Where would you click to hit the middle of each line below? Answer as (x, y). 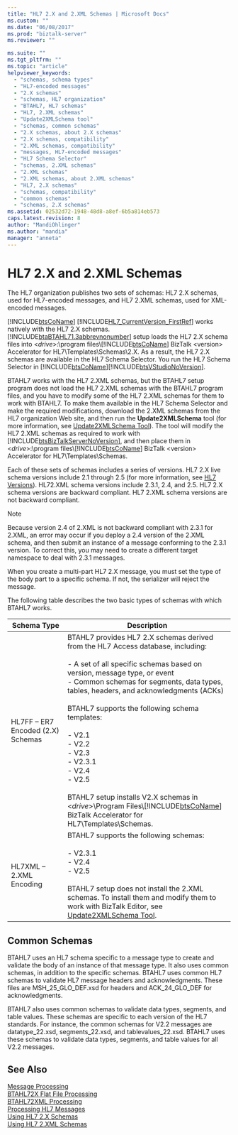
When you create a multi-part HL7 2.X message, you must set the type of (114, 572)
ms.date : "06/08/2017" (41, 27)
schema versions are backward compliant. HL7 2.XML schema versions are (118, 493)
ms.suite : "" (27, 53)
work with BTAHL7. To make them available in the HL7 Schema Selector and (118, 403)
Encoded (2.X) (35, 731)
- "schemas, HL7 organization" (60, 99)
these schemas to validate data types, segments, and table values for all (113, 1039)
